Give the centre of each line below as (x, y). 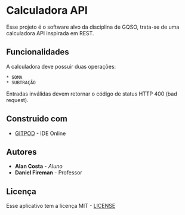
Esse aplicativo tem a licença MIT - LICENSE (61, 206)
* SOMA (14, 77)
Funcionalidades (38, 52)
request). (17, 100)
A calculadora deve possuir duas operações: (61, 66)
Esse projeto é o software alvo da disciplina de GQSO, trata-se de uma (93, 27)
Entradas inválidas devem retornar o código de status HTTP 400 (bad (92, 94)
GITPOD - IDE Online (40, 133)
